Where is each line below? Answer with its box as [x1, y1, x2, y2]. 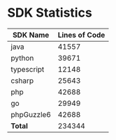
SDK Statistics [7, 5, 92, 21]
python [10, 53, 34, 63]
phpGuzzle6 [10, 109, 51, 119]
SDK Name [13, 30, 50, 40]
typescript [10, 64, 45, 74]
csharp [10, 75, 34, 85]
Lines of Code [57, 30, 106, 40]
